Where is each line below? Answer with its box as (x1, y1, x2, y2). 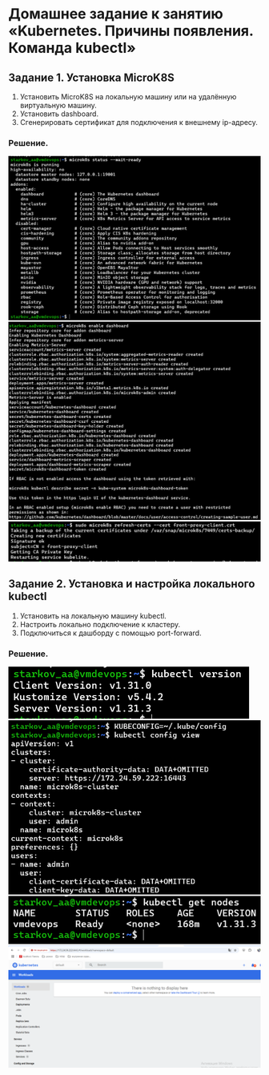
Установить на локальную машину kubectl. (19, 610, 167, 621)
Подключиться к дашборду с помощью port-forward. (19, 628, 202, 638)
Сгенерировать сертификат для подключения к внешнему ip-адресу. (19, 118, 259, 127)
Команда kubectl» (8, 39, 136, 57)
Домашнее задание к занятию (8, 5, 224, 23)
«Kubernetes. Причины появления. (8, 22, 254, 40)
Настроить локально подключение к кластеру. (19, 619, 181, 629)
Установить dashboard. (19, 109, 98, 119)
